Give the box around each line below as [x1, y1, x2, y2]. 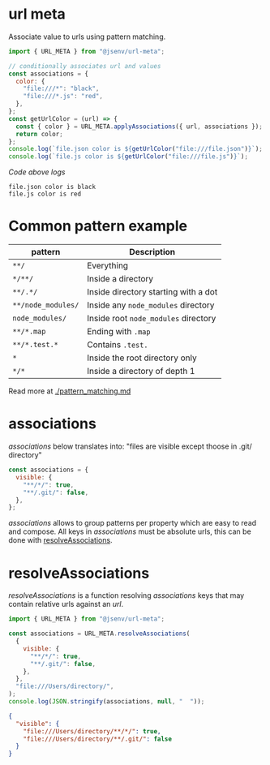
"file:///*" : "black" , [23, 84, 100, 93]
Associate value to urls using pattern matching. [8, 32, 166, 41]
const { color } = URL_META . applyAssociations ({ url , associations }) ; [15, 122, 264, 131]
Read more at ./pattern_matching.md [8, 386, 131, 396]
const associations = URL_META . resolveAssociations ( [8, 630, 191, 638]
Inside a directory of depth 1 [86, 366, 195, 377]
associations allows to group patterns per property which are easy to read [8, 518, 257, 528]
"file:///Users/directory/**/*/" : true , [23, 727, 161, 735]
